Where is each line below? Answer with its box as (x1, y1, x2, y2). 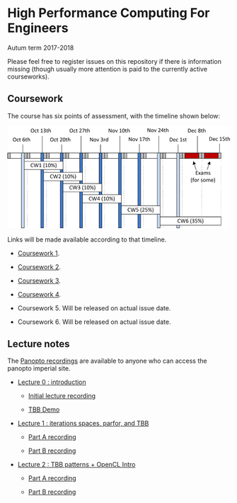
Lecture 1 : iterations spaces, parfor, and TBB (17, 419, 149, 428)
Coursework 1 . (17, 249, 60, 257)
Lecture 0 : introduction (17, 378, 86, 387)
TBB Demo (28, 405, 60, 414)
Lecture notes (7, 338, 70, 350)
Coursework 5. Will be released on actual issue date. (17, 303, 171, 312)
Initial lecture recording (28, 392, 96, 400)
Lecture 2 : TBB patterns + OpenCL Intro (17, 460, 136, 469)
